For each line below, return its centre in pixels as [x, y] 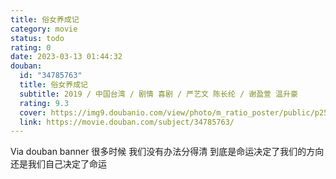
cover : [33, 112]
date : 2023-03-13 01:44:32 [66, 57]
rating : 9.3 [44, 103]
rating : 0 [31, 47]
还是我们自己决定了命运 [58, 164]
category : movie [44, 29]
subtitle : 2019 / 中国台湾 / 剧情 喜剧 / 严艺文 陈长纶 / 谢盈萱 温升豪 [158, 94]
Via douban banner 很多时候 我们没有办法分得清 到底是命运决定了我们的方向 [167, 152]
